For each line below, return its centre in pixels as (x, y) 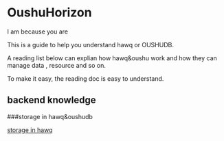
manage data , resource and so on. (57, 65)
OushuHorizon (49, 13)
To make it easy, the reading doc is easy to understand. (86, 78)
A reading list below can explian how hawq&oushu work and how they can (112, 58)
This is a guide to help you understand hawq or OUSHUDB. (90, 44)
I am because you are (38, 31)
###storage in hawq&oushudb (50, 116)
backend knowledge (52, 100)
